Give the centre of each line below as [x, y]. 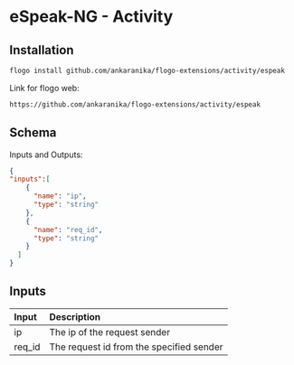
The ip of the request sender [109, 332]
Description [75, 316]
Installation [42, 50]
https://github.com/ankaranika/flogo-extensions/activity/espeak [135, 104]
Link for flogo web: [44, 88]
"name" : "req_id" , [68, 229]
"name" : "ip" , [60, 196]
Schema [33, 133]
